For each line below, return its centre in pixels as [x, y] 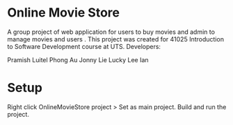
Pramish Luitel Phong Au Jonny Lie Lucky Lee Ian [78, 59]
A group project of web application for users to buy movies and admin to [111, 32]
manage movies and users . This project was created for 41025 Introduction [116, 39]
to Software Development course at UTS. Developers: [84, 46]
